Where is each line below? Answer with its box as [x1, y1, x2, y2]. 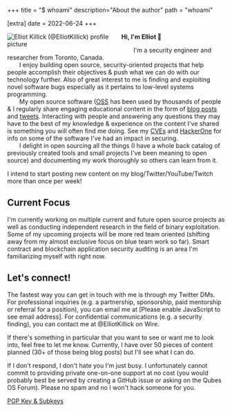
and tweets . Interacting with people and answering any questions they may [7, 112, 221, 120]
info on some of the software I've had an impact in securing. [7, 134, 178, 142]
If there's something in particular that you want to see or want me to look [7, 333, 214, 341]
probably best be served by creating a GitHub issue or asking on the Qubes [7, 376, 222, 384]
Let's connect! [7, 272, 71, 284]
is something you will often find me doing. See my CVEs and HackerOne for [7, 127, 222, 135]
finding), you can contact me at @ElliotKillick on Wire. [7, 319, 160, 328]
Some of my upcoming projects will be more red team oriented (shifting [7, 230, 211, 238]
